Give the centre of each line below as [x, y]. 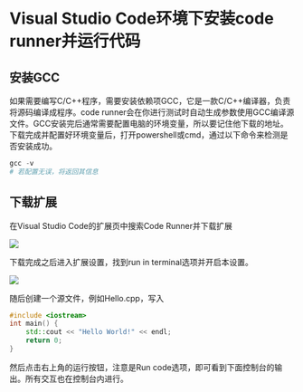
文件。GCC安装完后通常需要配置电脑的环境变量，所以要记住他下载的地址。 [149, 124]
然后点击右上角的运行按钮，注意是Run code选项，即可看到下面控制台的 [142, 367]
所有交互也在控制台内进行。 [76, 378]
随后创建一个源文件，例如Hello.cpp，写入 [87, 298]
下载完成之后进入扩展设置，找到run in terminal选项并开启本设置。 [131, 262]
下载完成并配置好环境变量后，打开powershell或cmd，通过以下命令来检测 [145, 135]
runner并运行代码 [75, 41]
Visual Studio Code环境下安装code [142, 19]
